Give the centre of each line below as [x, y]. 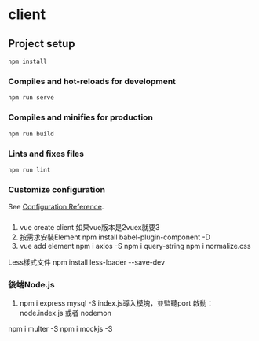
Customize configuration [57, 189]
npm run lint [29, 170]
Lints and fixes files [46, 154]
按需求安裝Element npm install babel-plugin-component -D [115, 237]
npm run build [31, 134]
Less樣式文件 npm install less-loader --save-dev [87, 262]
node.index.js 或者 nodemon [65, 313]
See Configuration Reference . [56, 207]
